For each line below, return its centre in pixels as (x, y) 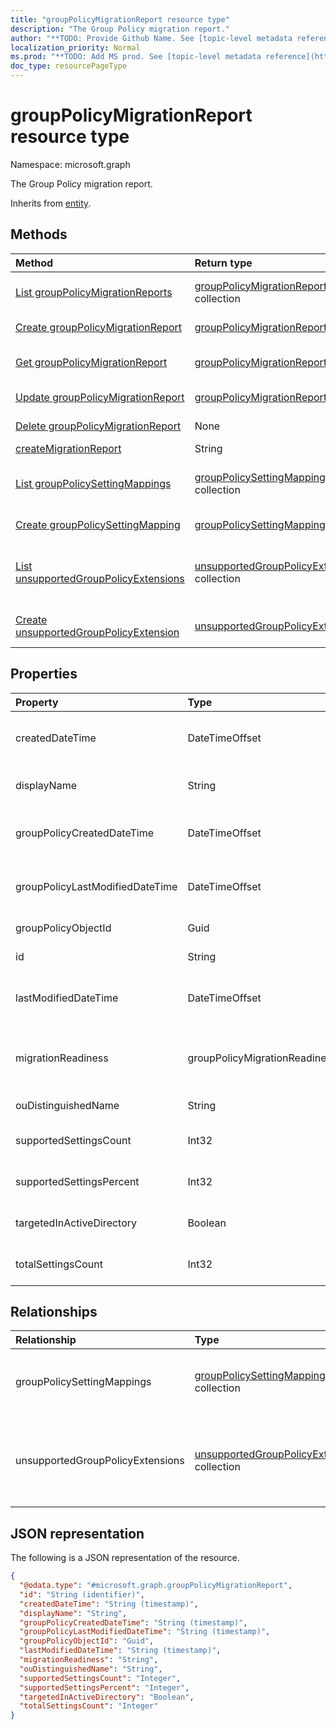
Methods (39, 234)
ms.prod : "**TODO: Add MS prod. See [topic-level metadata (136, 57)
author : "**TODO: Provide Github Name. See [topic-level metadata (151, 38)
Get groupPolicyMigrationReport (91, 362)
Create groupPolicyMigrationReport (99, 327)
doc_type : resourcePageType (69, 66)
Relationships (54, 1311)
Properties (44, 674)
